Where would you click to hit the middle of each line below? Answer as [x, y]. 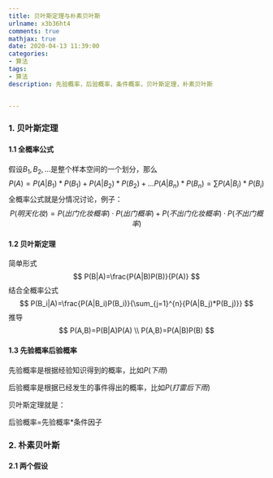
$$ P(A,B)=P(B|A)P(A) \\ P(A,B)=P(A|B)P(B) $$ [136, 331]
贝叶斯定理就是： [37, 405]
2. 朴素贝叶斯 [34, 445]
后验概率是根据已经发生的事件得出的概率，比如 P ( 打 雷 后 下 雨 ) [110, 387]
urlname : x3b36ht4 [39, 24]
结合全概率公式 [33, 291]
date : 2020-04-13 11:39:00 [54, 46]
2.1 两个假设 [28, 466]
